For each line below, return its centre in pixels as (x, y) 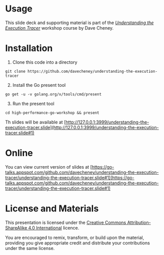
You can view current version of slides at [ (49, 167)
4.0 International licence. (54, 228)
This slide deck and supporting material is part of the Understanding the (79, 23)
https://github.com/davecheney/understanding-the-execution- (92, 71)
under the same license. (30, 248)
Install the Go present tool (39, 85)
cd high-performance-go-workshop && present (52, 113)
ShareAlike (16, 228)
